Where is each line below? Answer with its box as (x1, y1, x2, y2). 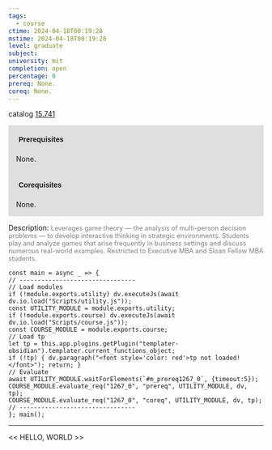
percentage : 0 (8, 72, 57, 80)
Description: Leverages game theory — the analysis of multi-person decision (8, 223, 247, 233)
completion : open (8, 65, 67, 73)
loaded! (215, 354, 241, 363)
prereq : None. (8, 79, 57, 87)
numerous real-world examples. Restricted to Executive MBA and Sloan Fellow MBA (8, 247, 264, 256)
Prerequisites (19, 135, 64, 144)
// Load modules (8, 283, 63, 291)
